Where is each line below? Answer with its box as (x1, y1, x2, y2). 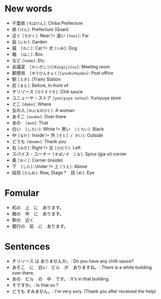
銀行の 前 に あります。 (11, 223, 69, 229)
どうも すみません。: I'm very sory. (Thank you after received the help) (11, 288, 157, 294)
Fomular (4, 187, 40, 199)
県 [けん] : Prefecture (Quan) (11, 26, 69, 32)
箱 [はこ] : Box (11, 51, 43, 57)
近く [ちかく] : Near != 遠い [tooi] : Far (11, 32, 89, 38)
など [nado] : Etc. (11, 57, 46, 63)
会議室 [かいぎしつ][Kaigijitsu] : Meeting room (11, 63, 110, 70)
